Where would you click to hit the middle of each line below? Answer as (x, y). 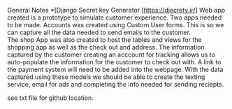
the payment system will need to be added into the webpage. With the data (115, 70)
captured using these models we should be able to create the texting (106, 77)
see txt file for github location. (51, 98)
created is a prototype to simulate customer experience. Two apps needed (115, 17)
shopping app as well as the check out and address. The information (106, 47)
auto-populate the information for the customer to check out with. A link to (114, 62)
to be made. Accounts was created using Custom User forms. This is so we (116, 25)
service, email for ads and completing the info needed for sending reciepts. (116, 84)
